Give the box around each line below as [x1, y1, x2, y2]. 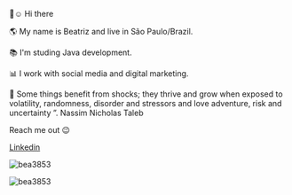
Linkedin [9, 142, 41, 152]
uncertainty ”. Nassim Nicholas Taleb [9, 107, 144, 118]
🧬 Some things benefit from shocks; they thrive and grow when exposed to [9, 89, 283, 99]
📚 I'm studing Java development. [9, 47, 132, 58]
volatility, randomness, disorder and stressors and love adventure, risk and [9, 98, 282, 108]
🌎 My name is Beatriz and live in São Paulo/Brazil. [9, 27, 193, 36]
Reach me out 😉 [9, 125, 71, 135]
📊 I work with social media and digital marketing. [9, 68, 189, 79]
